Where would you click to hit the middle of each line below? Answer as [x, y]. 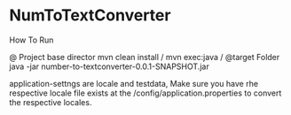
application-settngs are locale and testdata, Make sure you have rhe [134, 83]
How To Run [31, 40]
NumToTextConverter [90, 15]
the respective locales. [51, 102]
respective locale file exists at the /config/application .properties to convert [145, 93]
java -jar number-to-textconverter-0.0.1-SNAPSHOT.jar [110, 66]
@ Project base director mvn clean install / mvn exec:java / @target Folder [145, 57]
